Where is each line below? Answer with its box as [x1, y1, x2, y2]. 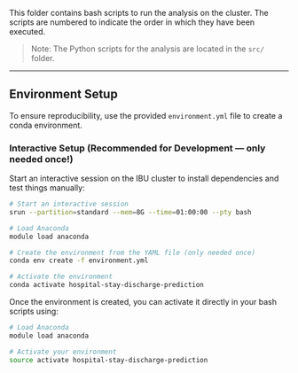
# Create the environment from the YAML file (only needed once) [9, 248, 255, 257]
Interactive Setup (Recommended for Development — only [9, 142, 266, 154]
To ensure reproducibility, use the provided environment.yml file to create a [9, 110, 283, 120]
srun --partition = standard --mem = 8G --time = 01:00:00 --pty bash [9, 207, 252, 216]
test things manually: [9, 183, 86, 193]
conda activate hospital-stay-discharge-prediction [9, 281, 204, 290]
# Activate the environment [9, 272, 114, 282]
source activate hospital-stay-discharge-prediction [9, 355, 208, 364]
